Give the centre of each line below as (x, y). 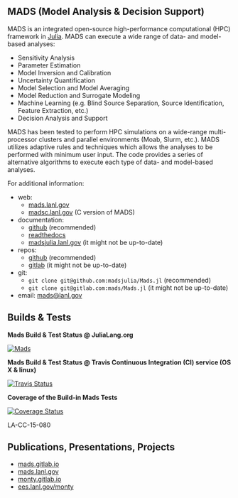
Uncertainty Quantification (56, 80)
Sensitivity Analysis (46, 58)
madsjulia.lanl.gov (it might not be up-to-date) (96, 242)
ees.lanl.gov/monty (45, 487)
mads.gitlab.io (38, 464)
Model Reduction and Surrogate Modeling (79, 95)
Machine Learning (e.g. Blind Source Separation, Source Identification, (121, 103)
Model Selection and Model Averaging (74, 87)
